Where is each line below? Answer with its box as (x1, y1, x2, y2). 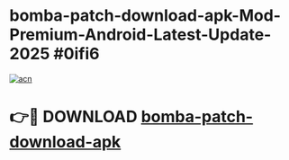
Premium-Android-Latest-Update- (9, 24, 272, 45)
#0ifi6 (53, 44, 100, 64)
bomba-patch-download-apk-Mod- (9, 5, 282, 26)
